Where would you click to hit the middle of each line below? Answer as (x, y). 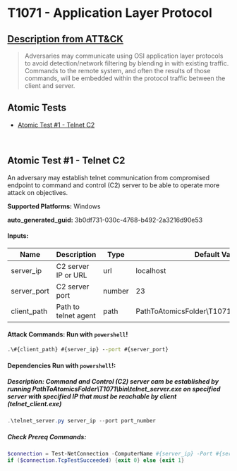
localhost (151, 270)
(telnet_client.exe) (35, 404)
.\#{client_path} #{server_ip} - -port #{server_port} (88, 350)
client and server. (50, 86)
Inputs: (18, 236)
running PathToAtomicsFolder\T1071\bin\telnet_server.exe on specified (114, 389)
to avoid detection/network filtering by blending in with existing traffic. (127, 63)
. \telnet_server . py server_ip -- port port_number (82, 421)
